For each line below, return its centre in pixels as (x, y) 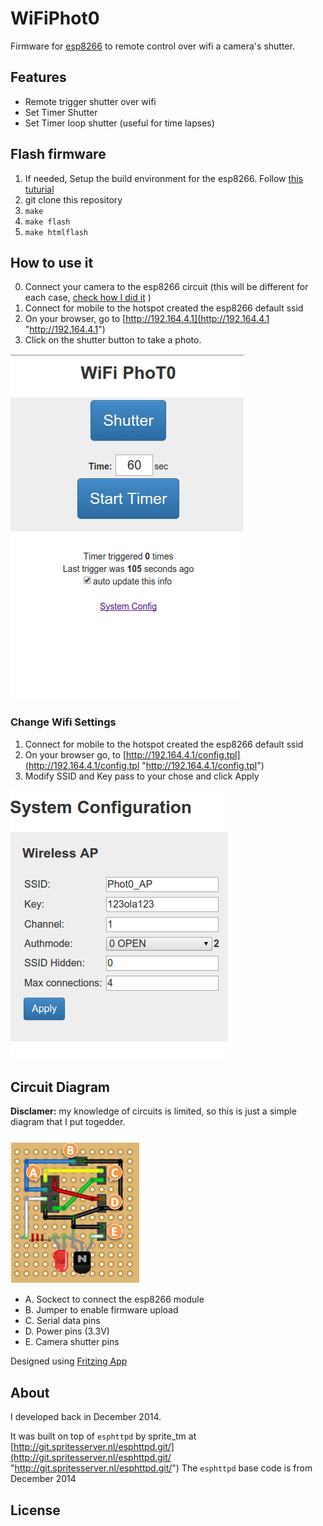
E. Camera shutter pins (72, 1342)
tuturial (39, 189)
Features (38, 77)
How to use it (52, 262)
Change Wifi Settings (63, 722)
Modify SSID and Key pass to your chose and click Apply (142, 776)
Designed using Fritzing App (69, 1361)
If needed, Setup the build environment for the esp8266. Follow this (164, 178)
